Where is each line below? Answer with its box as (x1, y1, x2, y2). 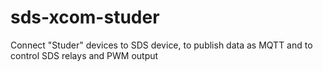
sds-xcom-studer (10, 6, 160, 29)
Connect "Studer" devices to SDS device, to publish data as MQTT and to (10, 39, 313, 51)
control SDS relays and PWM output (10, 49, 159, 61)
